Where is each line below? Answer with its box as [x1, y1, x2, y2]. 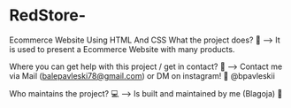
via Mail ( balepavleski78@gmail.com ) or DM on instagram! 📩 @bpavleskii [9, 70, 276, 81]
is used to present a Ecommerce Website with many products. [9, 43, 235, 54]
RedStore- [9, 5, 87, 26]
